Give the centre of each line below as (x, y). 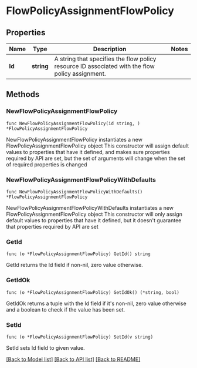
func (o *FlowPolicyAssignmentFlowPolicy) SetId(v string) (80, 337)
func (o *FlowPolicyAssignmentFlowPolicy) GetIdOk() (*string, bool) (93, 292)
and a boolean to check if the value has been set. (66, 309)
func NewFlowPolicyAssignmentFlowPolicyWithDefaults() (74, 192)
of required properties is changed (47, 164)
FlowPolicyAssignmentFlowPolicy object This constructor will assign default (98, 146)
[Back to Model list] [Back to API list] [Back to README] (73, 359)
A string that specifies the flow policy (105, 59)
